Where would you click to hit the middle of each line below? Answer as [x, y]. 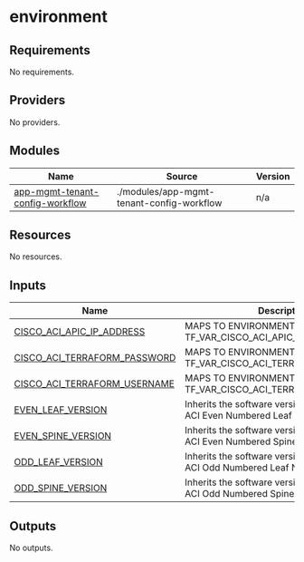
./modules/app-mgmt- [166, 191]
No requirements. [42, 72]
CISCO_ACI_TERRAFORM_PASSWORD [95, 358]
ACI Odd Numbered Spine [240, 494]
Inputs [28, 285]
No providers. [35, 122]
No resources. [36, 257]
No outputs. [31, 548]
